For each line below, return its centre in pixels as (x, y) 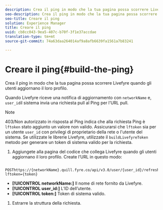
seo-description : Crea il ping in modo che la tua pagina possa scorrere (81, 14)
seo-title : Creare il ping (32, 18)
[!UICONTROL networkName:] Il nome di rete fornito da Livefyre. (77, 183)
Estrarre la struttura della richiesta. (47, 203)
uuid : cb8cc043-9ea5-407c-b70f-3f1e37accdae (51, 32)
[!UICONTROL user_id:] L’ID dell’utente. (52, 188)
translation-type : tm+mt (30, 37)
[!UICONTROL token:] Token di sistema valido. (59, 193)
